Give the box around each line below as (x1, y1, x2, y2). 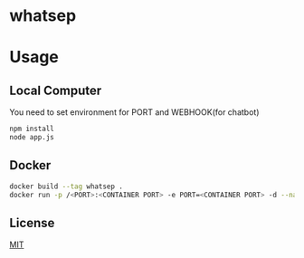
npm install (9, 124, 54, 134)
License (9, 215, 55, 231)
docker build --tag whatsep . (9, 182, 124, 191)
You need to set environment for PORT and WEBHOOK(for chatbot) (9, 107, 260, 118)
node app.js (9, 133, 54, 142)
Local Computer (9, 82, 102, 98)
